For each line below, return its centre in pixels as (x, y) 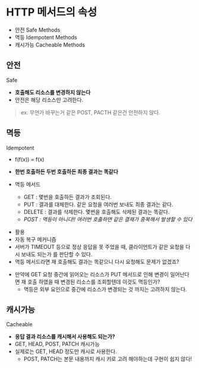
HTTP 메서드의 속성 (52, 12)
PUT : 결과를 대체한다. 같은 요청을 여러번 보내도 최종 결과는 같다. (98, 204)
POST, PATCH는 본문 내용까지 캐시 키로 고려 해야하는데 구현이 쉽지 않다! (108, 359)
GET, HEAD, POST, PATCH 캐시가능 (57, 344)
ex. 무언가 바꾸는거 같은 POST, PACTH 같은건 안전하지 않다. (90, 112)
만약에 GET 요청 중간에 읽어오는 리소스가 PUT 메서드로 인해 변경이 (92, 274)
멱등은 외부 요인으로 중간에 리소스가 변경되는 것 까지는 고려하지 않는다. (105, 289)
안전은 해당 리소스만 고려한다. (49, 99)
